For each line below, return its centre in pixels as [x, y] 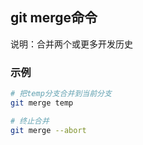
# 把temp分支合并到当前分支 [61, 94]
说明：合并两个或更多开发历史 [71, 44]
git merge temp [42, 103]
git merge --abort [48, 130]
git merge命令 [54, 18]
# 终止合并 [30, 121]
